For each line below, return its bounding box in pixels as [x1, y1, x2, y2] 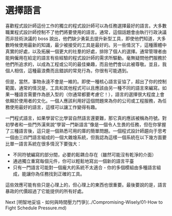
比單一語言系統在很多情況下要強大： [5, 141, 82, 147]
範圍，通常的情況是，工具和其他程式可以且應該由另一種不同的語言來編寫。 [5, 85, 162, 91]
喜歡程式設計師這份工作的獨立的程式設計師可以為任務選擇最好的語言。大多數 [5, 23, 167, 29]
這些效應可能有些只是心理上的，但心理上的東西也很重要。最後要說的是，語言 [5, 182, 167, 188]
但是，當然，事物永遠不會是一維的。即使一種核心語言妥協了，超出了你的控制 [5, 78, 167, 85]
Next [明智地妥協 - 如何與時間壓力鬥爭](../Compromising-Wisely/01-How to [5, 199, 163, 205]
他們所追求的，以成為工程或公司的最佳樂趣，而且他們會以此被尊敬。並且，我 [5, 61, 167, 67]
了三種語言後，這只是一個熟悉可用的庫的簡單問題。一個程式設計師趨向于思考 [5, 128, 167, 134]
